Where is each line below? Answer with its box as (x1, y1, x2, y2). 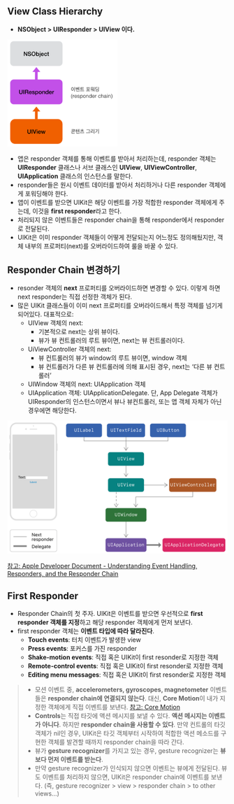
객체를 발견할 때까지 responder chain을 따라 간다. (47, 738, 184, 747)
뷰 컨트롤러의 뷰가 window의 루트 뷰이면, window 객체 (38, 354, 187, 362)
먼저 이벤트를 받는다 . (47, 755, 103, 764)
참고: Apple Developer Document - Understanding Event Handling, (7, 562, 198, 570)
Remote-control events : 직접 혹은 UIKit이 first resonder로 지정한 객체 (27, 662, 224, 670)
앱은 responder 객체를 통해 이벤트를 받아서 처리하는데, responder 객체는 (17, 154, 217, 163)
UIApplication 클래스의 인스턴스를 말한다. (17, 171, 133, 180)
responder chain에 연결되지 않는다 (47, 694, 145, 703)
